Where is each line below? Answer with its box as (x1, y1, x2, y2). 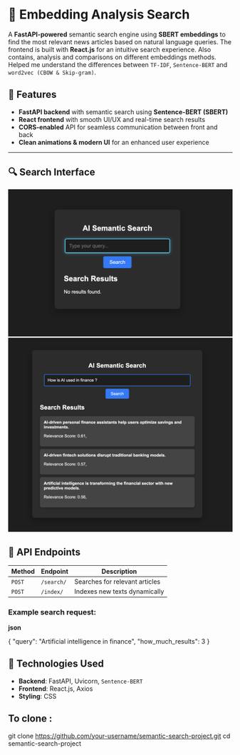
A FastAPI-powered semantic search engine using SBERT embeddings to (8, 30, 226, 39)
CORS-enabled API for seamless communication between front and (18, 123, 218, 131)
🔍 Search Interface (8, 166, 95, 178)
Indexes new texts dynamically (74, 587, 165, 596)
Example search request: (8, 607, 97, 617)
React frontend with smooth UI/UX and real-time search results (18, 115, 206, 123)
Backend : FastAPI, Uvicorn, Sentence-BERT (18, 677, 143, 685)
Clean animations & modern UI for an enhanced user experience (18, 138, 209, 146)
